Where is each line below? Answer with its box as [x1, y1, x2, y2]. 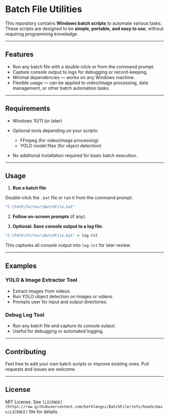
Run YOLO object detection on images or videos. [12, 293, 114, 299]
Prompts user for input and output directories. [12, 299, 108, 305]
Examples [5, 261, 37, 270]
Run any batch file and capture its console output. [12, 323, 116, 329]
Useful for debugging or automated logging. [12, 328, 104, 334]
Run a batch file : [12, 185, 48, 191]
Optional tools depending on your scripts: [12, 127, 99, 133]
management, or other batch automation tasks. [12, 85, 110, 91]
